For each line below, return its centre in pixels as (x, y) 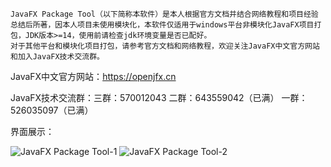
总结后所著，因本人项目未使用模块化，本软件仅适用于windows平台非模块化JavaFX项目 (162, 25)
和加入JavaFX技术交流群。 (57, 57)
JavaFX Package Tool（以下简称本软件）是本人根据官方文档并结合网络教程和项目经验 (164, 14)
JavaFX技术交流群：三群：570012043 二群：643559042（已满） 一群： (159, 97)
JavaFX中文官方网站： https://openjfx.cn (93, 76)
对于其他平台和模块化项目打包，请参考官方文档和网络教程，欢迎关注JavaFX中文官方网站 (165, 46)
